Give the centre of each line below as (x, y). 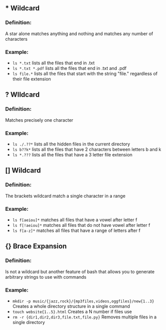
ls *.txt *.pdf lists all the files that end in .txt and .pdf (69, 68)
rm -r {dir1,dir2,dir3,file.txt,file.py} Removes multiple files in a (85, 317)
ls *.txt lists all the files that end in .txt (53, 63)
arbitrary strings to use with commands (46, 277)
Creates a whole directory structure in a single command (71, 306)
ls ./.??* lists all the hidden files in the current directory (71, 144)
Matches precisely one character (39, 120)
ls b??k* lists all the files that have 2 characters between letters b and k (87, 149)
